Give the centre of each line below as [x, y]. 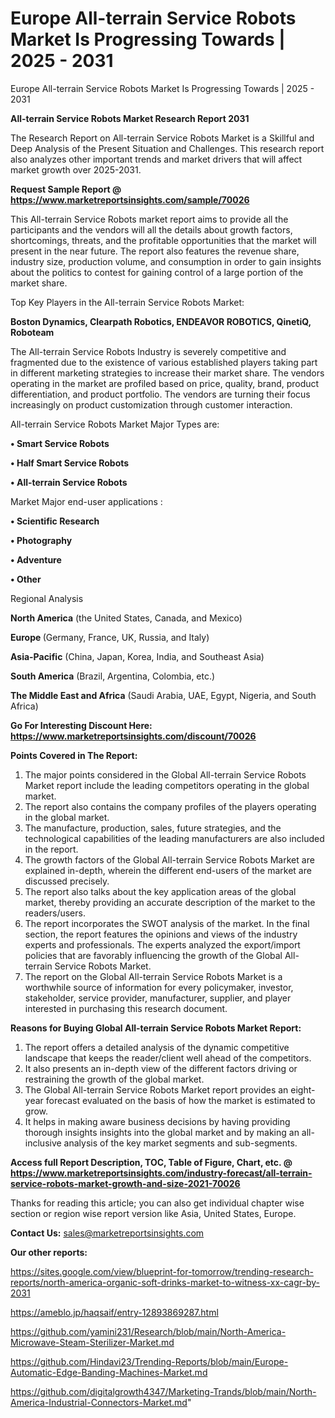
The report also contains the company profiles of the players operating [170, 806]
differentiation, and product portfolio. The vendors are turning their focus [160, 394]
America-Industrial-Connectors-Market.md [99, 1402]
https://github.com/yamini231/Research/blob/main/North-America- [148, 1331]
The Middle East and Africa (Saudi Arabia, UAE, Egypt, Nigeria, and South [163, 695]
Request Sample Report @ [66, 189]
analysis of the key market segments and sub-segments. [180, 1143]
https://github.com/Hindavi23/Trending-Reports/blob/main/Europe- [149, 1361]
